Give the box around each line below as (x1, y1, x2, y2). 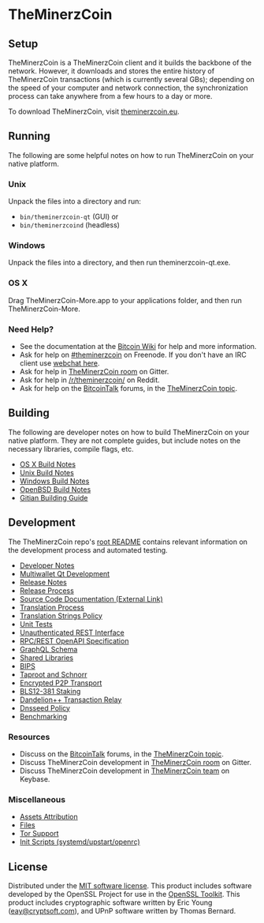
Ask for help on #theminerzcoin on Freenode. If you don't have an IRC (19, 350, 247, 359)
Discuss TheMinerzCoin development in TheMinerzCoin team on (19, 766, 230, 775)
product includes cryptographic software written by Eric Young (8, 898, 213, 907)
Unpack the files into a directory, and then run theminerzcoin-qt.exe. (8, 258, 231, 268)
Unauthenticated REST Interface (19, 628, 125, 637)
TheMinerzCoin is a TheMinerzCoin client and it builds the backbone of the (8, 58, 252, 67)
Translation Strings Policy (19, 610, 102, 621)
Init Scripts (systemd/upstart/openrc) (19, 837, 140, 846)
